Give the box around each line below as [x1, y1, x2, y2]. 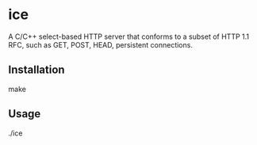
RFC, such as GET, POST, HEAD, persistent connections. [8, 40, 193, 49]
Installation [8, 63, 65, 77]
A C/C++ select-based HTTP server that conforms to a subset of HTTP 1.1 [8, 32, 250, 41]
